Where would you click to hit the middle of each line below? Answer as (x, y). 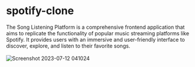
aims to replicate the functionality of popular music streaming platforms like (98, 33)
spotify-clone (40, 11)
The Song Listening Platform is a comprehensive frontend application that (95, 27)
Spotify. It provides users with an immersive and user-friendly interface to (96, 39)
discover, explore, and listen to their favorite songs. (68, 46)
